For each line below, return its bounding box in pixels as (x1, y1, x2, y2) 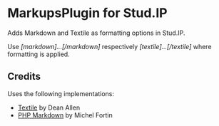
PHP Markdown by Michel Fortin (17, 110, 113, 119)
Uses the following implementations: (7, 89, 115, 98)
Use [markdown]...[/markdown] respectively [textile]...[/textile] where (7, 42, 212, 51)
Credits (7, 70, 41, 83)
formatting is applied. (7, 50, 70, 58)
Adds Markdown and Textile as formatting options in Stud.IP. (7, 28, 185, 37)
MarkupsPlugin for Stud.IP (7, 5, 168, 21)
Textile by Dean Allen (17, 103, 81, 112)
